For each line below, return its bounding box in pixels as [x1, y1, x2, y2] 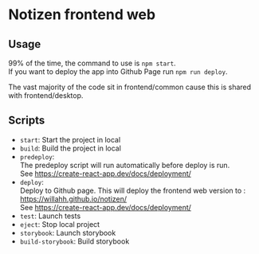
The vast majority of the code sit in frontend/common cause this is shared [8, 82, 252, 92]
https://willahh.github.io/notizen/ [19, 193, 128, 204]
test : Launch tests [19, 211, 81, 221]
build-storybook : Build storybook [19, 236, 130, 246]
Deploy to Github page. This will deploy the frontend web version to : [19, 186, 246, 195]
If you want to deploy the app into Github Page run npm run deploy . [8, 67, 228, 76]
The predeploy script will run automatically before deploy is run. [19, 160, 230, 170]
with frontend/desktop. [8, 91, 84, 100]
